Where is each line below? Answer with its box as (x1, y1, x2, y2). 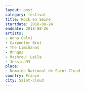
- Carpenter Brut (5, 40, 42, 45)
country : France (5, 73, 39, 78)
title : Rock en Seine (5, 17, 51, 22)
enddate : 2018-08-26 (5, 26, 49, 31)
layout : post (5, 7, 33, 13)
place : (5, 64, 19, 69)
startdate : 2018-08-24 (5, 21, 53, 27)
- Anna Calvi (5, 36, 33, 41)
